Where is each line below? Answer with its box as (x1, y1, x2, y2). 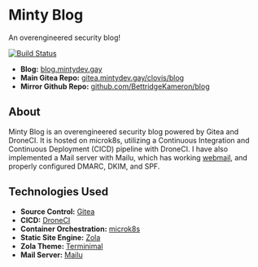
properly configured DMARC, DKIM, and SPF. (8, 161, 160, 171)
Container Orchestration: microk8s (20, 224, 141, 234)
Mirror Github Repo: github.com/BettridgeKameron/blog (20, 81, 210, 91)
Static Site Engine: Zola (20, 232, 101, 242)
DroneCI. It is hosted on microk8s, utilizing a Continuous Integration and (8, 135, 250, 145)
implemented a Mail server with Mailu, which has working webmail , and (8, 152, 248, 162)
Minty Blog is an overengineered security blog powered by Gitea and (8, 126, 238, 136)
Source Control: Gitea (20, 206, 95, 217)
